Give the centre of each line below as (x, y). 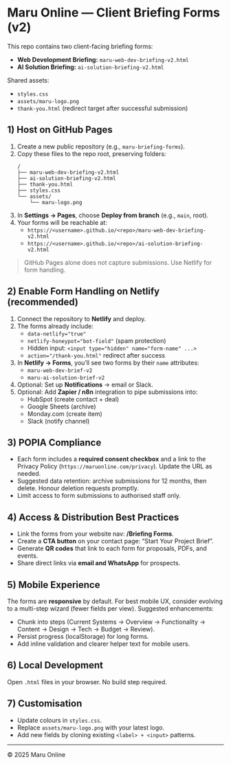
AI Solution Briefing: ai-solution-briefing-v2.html (90, 67)
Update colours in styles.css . (59, 720)
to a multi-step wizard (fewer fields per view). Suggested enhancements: (111, 609)
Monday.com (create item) (65, 413)
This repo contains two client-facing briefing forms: (80, 46)
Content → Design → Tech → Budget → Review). (86, 629)
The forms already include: (55, 326)
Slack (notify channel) (58, 421)
